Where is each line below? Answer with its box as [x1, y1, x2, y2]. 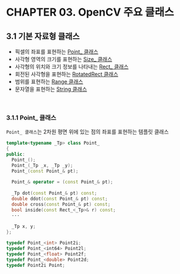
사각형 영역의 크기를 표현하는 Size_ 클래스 [14, 56, 113, 63]
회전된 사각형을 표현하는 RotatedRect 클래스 [14, 71, 119, 78]
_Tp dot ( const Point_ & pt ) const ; [11, 190, 97, 196]
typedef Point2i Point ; [6, 262, 66, 268]
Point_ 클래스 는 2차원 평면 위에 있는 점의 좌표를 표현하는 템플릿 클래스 [6, 128, 169, 135]
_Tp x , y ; [11, 224, 36, 230]
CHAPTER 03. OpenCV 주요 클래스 [6, 5, 174, 19]
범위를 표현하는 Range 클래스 [14, 78, 83, 85]
